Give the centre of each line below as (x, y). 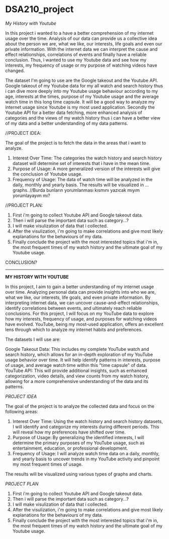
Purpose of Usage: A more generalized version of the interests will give (86, 169)
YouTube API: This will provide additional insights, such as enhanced (76, 370)
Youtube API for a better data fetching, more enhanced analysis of (74, 113)
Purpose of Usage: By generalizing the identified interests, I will (78, 437)
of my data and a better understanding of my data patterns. (67, 123)
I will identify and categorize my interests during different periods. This (86, 426)
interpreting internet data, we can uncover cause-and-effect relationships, (82, 303)
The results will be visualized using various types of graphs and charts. (79, 474)
